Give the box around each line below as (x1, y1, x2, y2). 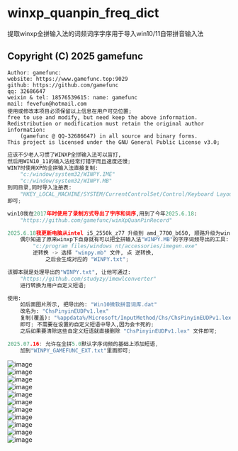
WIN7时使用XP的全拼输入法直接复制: (7, 165, 98, 172)
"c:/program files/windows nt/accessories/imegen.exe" (33, 243, 198, 250)
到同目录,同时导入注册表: (7, 184, 72, 191)
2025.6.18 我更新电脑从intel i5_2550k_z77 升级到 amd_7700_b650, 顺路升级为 (7, 229, 221, 237)
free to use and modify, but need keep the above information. (7, 113, 198, 121)
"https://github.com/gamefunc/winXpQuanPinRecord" (20, 216, 173, 224)
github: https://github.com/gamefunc (7, 82, 119, 89)
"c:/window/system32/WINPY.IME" (20, 171, 115, 178)
